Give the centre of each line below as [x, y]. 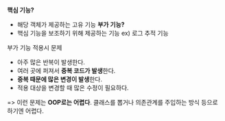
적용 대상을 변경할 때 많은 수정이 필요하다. [73, 88]
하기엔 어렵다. [26, 111]
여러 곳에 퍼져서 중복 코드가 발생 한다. [66, 71]
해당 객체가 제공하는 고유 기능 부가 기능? [71, 25]
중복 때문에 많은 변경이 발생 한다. [60, 79]
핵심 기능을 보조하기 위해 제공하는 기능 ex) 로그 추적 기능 [93, 33]
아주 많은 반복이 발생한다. [51, 62]
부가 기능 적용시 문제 [35, 48]
